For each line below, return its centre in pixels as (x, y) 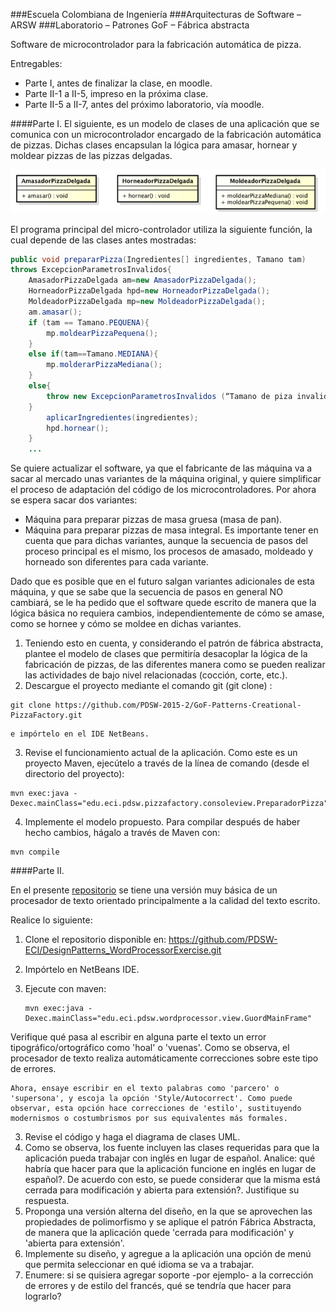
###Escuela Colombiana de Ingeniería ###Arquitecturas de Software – (156, 14)
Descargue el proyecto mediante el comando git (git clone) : (148, 686)
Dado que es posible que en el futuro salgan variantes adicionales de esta (162, 581)
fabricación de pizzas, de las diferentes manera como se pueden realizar (175, 665)
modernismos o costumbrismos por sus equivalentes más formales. (149, 1119)
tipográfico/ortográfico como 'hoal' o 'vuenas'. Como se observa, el (150, 1048)
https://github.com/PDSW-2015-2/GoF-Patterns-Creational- (178, 705)
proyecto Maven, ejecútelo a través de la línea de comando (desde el (167, 763)
